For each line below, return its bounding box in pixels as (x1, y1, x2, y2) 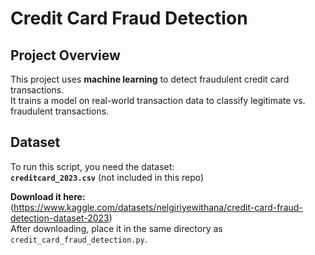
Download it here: (10, 190, 86, 202)
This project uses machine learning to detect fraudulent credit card (10, 73, 290, 85)
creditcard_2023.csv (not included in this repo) (10, 171, 205, 183)
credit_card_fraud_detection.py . (10, 233, 148, 245)
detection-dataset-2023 (10, 212, 110, 224)
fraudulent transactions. (10, 105, 110, 117)
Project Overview (10, 47, 121, 64)
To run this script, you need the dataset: (10, 160, 175, 172)
